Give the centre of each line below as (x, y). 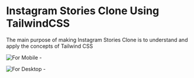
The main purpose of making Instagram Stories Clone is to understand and (97, 40)
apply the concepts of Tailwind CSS (50, 46)
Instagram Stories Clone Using (83, 11)
